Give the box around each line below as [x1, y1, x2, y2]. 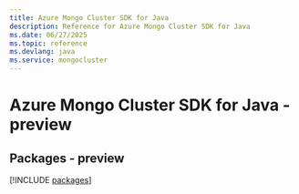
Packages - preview [9, 150, 125, 166]
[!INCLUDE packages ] [9, 175, 92, 185]
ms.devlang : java [9, 47, 76, 56]
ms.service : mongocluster [9, 56, 108, 65]
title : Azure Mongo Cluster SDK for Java [9, 13, 170, 23]
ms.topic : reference [9, 38, 88, 48]
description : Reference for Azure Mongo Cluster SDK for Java [9, 22, 251, 31]
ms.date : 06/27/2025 [9, 30, 88, 39]
